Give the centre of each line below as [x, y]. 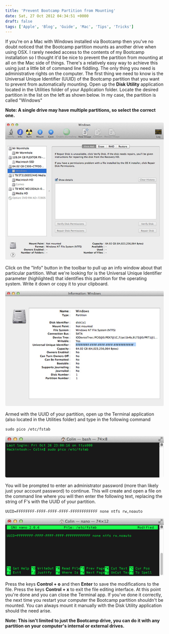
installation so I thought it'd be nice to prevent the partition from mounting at [84, 57]
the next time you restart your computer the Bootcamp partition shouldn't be [84, 600]
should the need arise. [28, 611]
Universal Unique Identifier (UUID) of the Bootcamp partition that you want [82, 79]
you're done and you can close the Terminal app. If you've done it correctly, [84, 595]
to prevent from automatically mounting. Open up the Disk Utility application [84, 84]
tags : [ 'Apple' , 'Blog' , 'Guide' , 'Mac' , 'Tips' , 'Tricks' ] [70, 27]
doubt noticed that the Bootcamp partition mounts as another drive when [81, 47]
